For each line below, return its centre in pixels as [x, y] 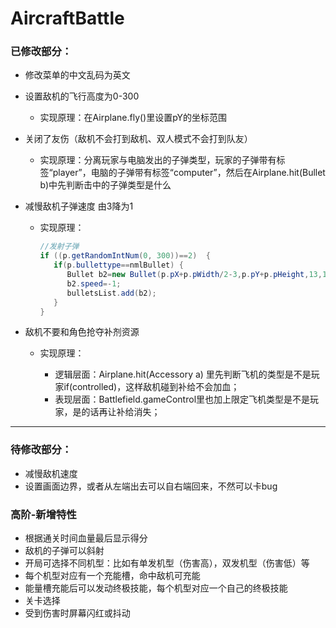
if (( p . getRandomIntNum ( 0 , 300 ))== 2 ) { [125, 256]
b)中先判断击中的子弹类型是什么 [105, 185]
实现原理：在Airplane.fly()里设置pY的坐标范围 [133, 118]
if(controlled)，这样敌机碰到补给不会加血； [151, 387]
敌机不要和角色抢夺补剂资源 [82, 332]
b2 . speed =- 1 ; [94, 283]
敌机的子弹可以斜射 [64, 551]
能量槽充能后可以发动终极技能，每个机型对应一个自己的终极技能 [156, 588]
